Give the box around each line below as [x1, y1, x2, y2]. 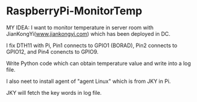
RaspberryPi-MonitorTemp [6, 4, 143, 18]
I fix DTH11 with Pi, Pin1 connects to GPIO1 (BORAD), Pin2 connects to [6, 42, 178, 49]
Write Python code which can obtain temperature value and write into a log [6, 60, 192, 67]
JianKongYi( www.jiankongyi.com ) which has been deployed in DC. [6, 30, 171, 37]
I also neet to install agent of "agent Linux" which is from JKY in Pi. [6, 78, 171, 85]
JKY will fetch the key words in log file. [6, 89, 102, 96]
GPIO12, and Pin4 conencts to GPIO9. [6, 48, 99, 55]
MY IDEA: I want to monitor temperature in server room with [6, 24, 154, 31]
